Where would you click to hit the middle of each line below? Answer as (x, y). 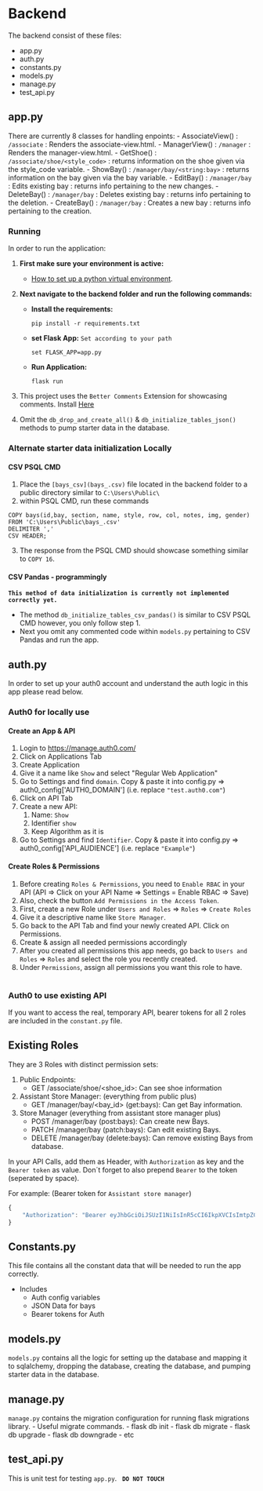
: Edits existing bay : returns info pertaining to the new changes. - (113, 186)
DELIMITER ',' (31, 529)
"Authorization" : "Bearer (65, 1215)
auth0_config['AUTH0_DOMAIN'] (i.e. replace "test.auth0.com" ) (122, 790)
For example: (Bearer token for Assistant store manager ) (100, 1193)
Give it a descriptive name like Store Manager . (93, 917)
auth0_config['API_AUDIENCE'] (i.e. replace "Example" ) (107, 848)
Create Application (49, 765)
